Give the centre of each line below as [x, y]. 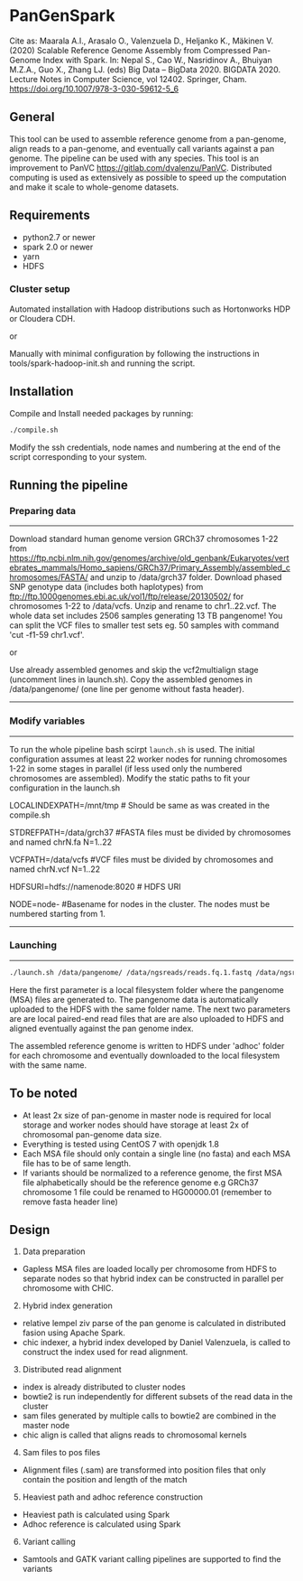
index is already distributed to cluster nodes [104, 1387]
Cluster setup [40, 289]
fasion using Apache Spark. [74, 1333]
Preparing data [43, 510]
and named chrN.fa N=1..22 [61, 842]
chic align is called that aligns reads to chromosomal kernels [134, 1435]
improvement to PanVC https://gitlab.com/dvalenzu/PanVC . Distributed [141, 167]
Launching [33, 945]
